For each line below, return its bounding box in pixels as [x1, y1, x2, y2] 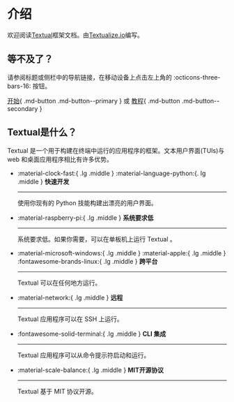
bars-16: [7, 82, 31, 90]
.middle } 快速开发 [17, 177, 70, 186]
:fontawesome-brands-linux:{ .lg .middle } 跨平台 [17, 257, 158, 265]
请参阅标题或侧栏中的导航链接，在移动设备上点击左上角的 [7, 73, 172, 81]
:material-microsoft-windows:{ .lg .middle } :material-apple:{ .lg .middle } [17, 248, 226, 257]
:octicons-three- [173, 73, 221, 81]
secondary [7, 104, 38, 112]
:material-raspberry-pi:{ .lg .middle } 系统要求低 [17, 214, 154, 222]
